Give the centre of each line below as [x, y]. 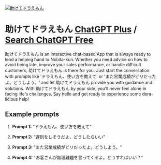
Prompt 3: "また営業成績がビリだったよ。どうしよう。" [67, 147]
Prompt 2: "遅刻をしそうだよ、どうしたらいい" [59, 137]
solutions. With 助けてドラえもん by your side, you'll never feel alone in [76, 88]
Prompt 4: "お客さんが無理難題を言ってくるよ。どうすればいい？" [78, 157]
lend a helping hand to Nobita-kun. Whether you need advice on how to [76, 59]
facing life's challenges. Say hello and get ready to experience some [73, 94]
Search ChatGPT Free [49, 40]
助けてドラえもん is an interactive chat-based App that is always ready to [78, 54]
